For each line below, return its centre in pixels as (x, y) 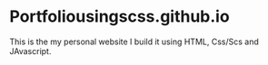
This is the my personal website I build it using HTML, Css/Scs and (134, 42)
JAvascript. (30, 51)
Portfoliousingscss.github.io (119, 17)
